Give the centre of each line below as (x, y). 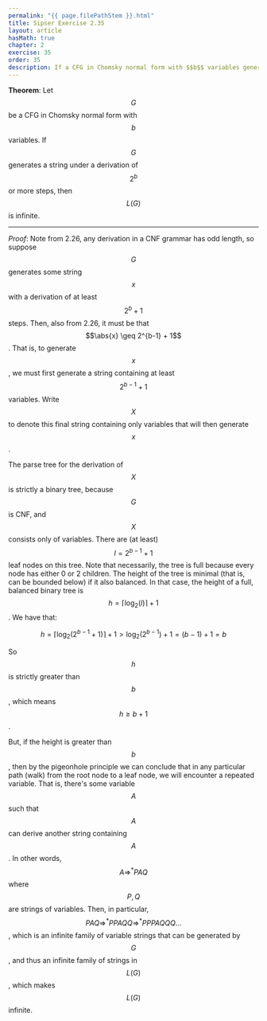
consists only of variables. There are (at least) (83, 539)
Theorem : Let (31, 90)
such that (24, 808)
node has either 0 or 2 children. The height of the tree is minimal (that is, (127, 573)
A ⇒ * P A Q (133, 871)
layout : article (35, 30)
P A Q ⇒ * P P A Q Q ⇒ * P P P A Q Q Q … (133, 922)
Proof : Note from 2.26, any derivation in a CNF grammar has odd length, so (131, 239)
